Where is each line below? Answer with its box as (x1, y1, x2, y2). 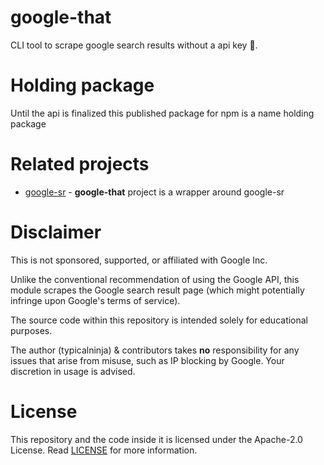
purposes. (10, 324, 53, 336)
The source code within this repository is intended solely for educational (10, 314, 309, 326)
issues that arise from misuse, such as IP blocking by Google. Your (10, 354, 285, 366)
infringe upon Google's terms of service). (10, 294, 181, 306)
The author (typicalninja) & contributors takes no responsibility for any (10, 344, 300, 356)
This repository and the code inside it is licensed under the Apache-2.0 (10, 433, 303, 445)
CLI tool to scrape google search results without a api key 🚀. (10, 39, 258, 51)
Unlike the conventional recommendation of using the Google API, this (10, 273, 300, 285)
